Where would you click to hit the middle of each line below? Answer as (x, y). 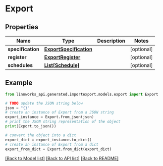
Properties (22, 27)
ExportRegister (62, 57)
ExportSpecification (68, 49)
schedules (20, 65)
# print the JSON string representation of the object (63, 122)
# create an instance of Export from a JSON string (59, 112)
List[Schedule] (62, 65)
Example (19, 83)
